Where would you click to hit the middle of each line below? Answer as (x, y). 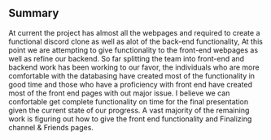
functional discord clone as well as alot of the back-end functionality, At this (135, 41)
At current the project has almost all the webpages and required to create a (134, 32)
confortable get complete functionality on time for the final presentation (129, 101)
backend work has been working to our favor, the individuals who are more (134, 67)
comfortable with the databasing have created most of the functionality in (131, 75)
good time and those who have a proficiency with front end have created (131, 84)
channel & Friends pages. (51, 127)
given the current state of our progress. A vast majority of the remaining (129, 110)
